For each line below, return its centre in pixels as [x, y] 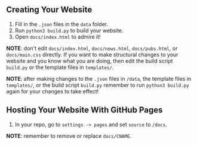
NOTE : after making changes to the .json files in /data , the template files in [99, 78]
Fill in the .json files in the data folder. [61, 24]
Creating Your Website [49, 10]
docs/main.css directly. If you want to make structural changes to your [92, 54]
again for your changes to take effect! [53, 91]
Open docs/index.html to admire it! [58, 37]
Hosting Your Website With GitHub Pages [84, 110]
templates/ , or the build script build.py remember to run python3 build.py [98, 85]
